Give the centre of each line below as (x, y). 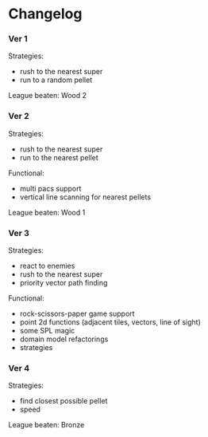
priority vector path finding (64, 283)
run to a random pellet (56, 80)
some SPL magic (47, 331)
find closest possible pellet (64, 401)
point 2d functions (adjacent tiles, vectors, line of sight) (110, 322)
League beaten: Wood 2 (48, 96)
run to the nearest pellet (59, 157)
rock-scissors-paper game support (77, 314)
